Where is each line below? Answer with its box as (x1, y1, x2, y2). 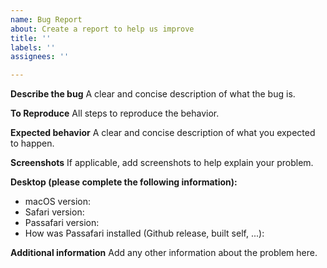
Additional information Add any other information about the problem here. (10, 247, 318, 259)
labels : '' (10, 42, 56, 53)
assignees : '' (10, 52, 70, 62)
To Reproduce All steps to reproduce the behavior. (10, 107, 220, 120)
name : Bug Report (10, 14, 83, 25)
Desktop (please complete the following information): (10, 176, 238, 188)
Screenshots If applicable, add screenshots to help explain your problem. (10, 157, 314, 169)
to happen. (10, 137, 55, 150)
